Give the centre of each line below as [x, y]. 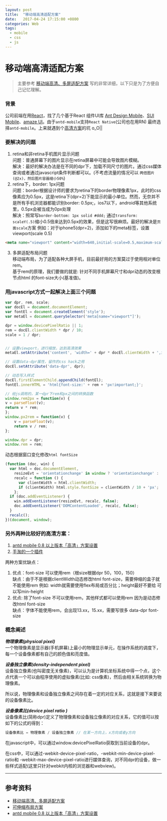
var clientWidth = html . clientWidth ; [57, 483]
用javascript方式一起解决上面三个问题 [50, 292]
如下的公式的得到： [25, 723]
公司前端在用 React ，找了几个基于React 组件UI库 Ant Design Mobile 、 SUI [80, 115]
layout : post [19, 10]
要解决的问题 [21, 142]
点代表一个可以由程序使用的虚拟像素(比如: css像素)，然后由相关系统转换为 [81, 677]
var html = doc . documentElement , [44, 469]
